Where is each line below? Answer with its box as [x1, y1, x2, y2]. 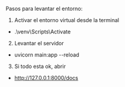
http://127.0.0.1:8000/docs [14, 74, 78, 81]
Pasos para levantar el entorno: [5, 5, 83, 12]
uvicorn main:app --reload [14, 51, 80, 58]
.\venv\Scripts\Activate [14, 28, 71, 35]
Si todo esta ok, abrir [14, 63, 66, 70]
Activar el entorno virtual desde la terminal [14, 17, 120, 23]
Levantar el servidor [14, 40, 64, 46]
